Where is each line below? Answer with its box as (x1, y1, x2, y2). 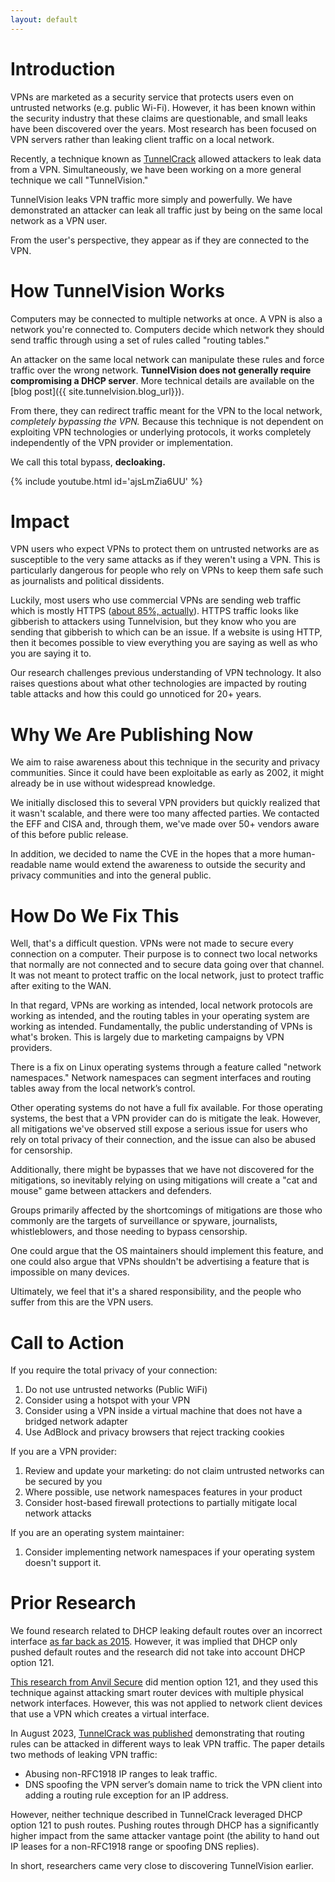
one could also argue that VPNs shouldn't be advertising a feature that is (10, 1256, 310, 1268)
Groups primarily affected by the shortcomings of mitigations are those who (10, 1204, 323, 1216)
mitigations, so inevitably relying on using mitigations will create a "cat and (10, 1174, 318, 1186)
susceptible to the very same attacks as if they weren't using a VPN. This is (10, 554, 321, 566)
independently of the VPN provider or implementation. (10, 436, 234, 448)
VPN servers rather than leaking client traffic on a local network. (10, 133, 275, 145)
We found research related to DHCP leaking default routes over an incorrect (10, 1625, 323, 1637)
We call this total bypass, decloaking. (10, 456, 166, 468)
